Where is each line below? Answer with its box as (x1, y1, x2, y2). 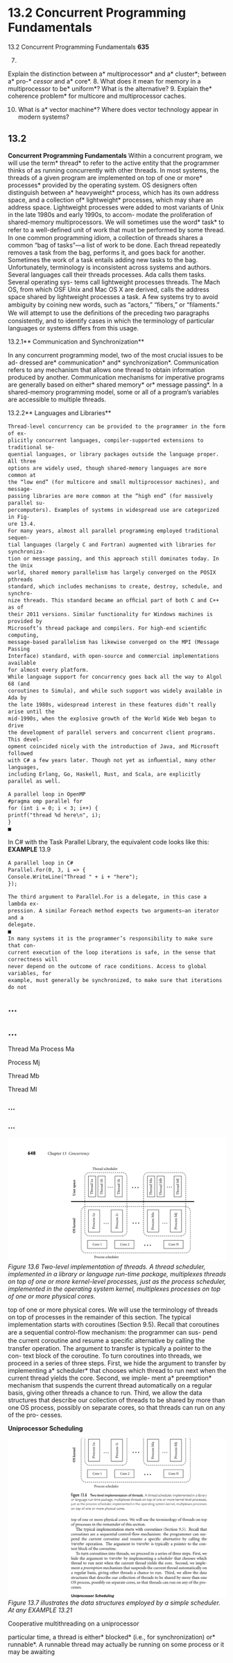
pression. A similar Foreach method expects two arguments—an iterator (8, 907, 219, 914)
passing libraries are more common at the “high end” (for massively (8, 492, 214, 499)
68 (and (8, 680, 31, 687)
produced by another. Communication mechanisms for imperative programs (8, 373, 225, 381)
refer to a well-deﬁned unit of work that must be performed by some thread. (8, 225, 225, 234)
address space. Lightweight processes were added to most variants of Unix (8, 203, 224, 211)
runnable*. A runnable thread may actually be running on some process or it (8, 1640, 225, 1649)
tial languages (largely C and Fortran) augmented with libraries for (8, 541, 216, 548)
